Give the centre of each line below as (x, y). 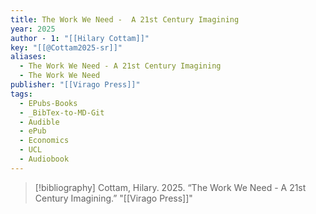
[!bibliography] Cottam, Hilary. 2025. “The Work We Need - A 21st (170, 187)
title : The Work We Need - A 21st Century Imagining (125, 19)
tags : (21, 94)
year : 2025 (33, 29)
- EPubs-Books (48, 103)
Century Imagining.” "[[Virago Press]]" (113, 198)
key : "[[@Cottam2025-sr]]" (66, 47)
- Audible (39, 122)
